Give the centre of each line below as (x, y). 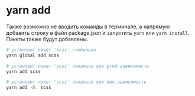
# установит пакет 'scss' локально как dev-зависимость (76, 82)
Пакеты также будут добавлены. (47, 39)
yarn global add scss (33, 55)
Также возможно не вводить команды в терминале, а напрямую (88, 27)
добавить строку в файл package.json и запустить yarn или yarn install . (98, 32)
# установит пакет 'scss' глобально (51, 50)
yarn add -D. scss (29, 88)
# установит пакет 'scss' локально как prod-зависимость (78, 66)
